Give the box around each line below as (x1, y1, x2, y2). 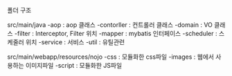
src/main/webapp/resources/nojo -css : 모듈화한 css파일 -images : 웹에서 (7, 53, 215, 61)
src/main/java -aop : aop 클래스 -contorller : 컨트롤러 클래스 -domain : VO (7, 21, 213, 29)
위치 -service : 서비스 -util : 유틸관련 (25, 38, 125, 46)
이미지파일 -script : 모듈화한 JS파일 (25, 61, 123, 69)
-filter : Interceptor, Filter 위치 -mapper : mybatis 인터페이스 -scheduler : (14, 30, 217, 37)
